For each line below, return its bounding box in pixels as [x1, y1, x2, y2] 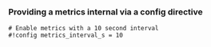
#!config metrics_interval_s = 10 [8, 31, 124, 40]
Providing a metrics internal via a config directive [8, 6, 203, 18]
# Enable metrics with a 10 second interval [8, 25, 159, 33]
